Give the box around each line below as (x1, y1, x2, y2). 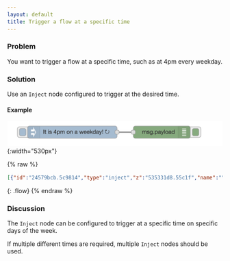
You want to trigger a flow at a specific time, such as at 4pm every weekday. (7, 57, 222, 65)
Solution (7, 74, 36, 84)
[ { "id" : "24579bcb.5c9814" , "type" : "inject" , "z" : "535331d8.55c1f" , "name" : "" (7, 175, 225, 182)
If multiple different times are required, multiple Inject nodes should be (7, 240, 209, 248)
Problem (7, 42, 36, 51)
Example (7, 105, 33, 114)
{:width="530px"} (7, 147, 57, 156)
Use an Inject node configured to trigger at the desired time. (7, 90, 179, 99)
